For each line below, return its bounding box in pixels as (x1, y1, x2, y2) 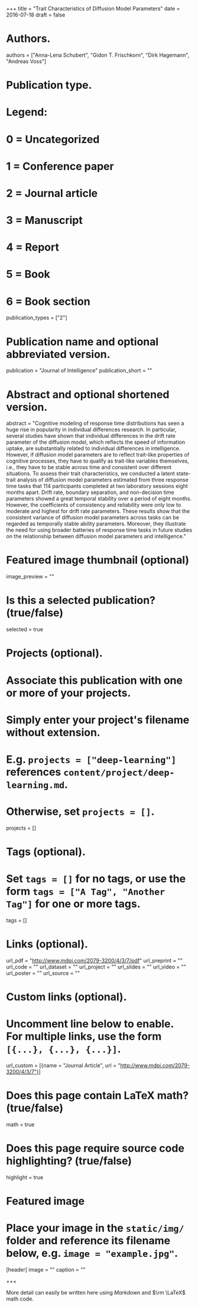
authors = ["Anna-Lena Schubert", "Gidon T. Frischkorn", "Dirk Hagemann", (6, 51, 190, 58)
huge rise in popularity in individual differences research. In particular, (6, 426, 177, 433)
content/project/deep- (63, 767, 175, 778)
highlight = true (6, 1173, 44, 1181)
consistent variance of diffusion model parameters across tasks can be (6, 514, 179, 521)
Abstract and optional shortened (6, 388, 170, 401)
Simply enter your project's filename (6, 713, 190, 726)
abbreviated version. (6, 347, 111, 361)
